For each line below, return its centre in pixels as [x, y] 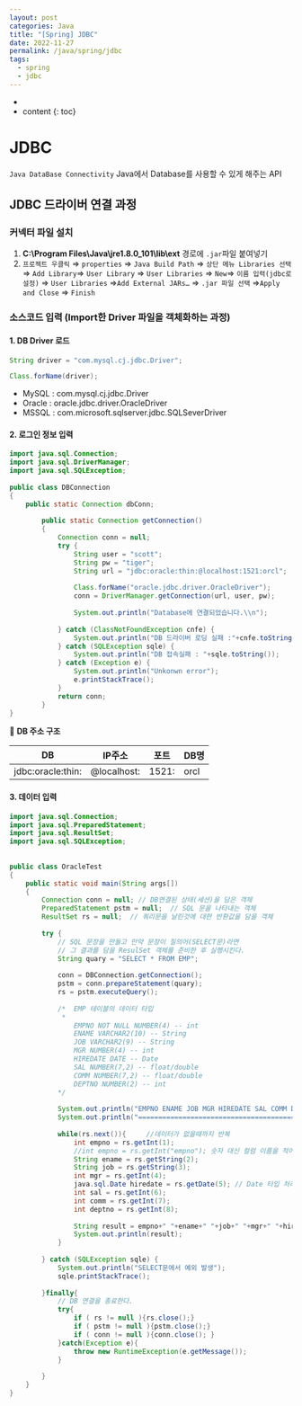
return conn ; [81, 696]
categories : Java [42, 26]
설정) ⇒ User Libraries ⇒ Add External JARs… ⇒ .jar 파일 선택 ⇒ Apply [151, 283]
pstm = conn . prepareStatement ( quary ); [130, 984]
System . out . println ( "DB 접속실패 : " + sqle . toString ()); [177, 654]
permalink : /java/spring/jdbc [66, 51]
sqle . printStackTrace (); [104, 1276]
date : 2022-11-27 [42, 43]
